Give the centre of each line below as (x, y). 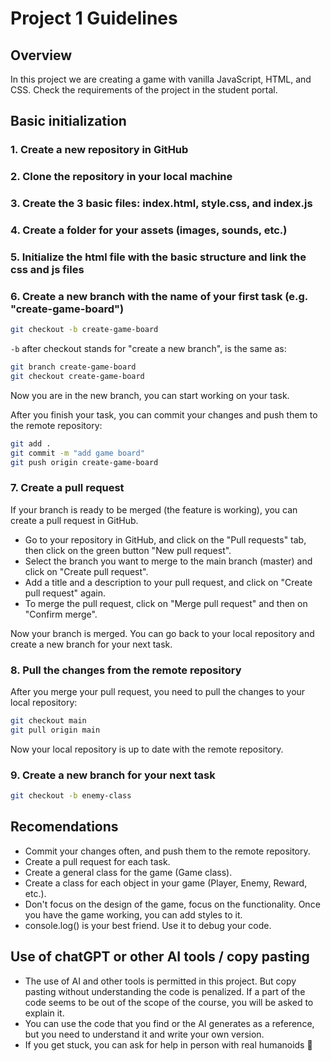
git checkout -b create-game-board (84, 330)
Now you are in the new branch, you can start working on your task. (150, 395)
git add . (31, 443)
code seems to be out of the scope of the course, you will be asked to (169, 1002)
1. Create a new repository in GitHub (99, 150)
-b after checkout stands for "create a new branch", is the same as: (148, 349)
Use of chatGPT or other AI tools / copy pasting (160, 957)
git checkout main (48, 721)
